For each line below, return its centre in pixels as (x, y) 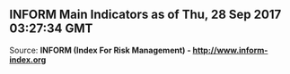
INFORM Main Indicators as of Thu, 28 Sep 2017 (145, 15)
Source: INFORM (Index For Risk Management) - (100, 50)
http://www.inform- (230, 50)
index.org (28, 59)
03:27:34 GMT (51, 29)
